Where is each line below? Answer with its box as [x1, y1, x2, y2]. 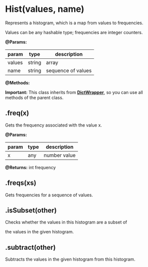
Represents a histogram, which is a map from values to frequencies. [5, 20, 144, 26]
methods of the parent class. [5, 94, 64, 100]
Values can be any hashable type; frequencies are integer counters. [5, 29, 143, 35]
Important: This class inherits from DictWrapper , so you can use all [5, 89, 143, 95]
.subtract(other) [5, 243, 56, 252]
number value [43, 152, 76, 159]
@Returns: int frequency [5, 164, 56, 170]
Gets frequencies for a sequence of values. [5, 192, 93, 198]
